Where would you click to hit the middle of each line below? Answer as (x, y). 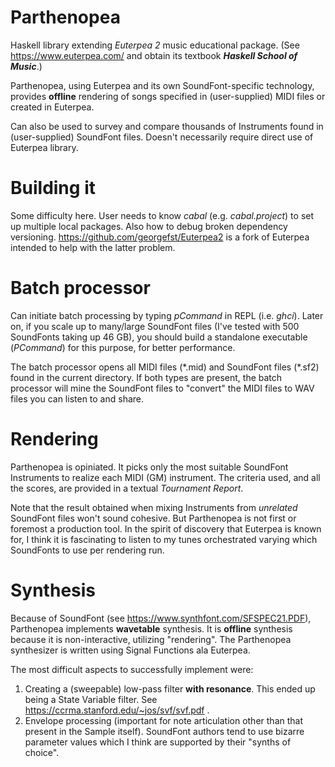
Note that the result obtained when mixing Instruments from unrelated (154, 507)
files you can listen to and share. (77, 398)
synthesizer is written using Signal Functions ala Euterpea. (130, 650)
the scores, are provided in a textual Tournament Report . (127, 488)
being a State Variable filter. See (91, 699)
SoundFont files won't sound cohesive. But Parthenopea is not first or (153, 518)
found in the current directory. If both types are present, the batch (146, 377)
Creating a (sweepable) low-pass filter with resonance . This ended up (170, 688)
